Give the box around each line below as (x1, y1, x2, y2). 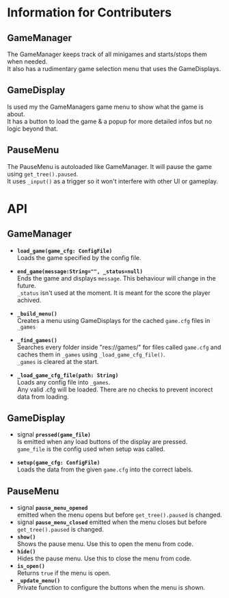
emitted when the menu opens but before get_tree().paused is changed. (16, 511, 222, 519)
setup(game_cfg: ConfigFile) (16, 460, 100, 467)
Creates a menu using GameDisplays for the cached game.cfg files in (16, 316, 211, 324)
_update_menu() (16, 577, 61, 584)
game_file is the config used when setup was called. (16, 445, 165, 453)
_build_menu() (16, 310, 57, 317)
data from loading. (16, 392, 70, 401)
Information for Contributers (7, 5, 172, 21)
